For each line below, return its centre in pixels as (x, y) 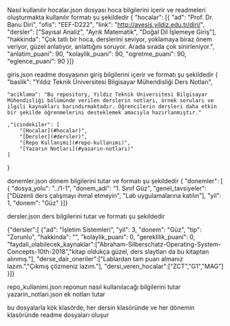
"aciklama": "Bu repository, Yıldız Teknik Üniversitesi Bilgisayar (107, 94)
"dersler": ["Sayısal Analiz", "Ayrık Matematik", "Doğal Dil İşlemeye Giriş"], (112, 32)
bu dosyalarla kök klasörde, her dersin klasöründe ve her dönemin (101, 307)
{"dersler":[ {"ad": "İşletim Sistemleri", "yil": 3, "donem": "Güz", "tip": (104, 230)
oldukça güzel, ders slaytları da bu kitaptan (148, 252)
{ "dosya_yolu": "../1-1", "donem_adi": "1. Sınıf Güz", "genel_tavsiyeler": (107, 188)
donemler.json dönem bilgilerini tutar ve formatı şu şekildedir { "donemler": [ (115, 181)
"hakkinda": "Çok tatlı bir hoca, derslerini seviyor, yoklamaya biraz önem (109, 39)
